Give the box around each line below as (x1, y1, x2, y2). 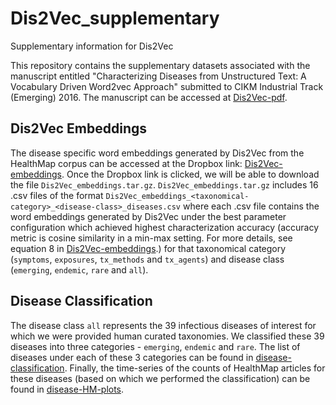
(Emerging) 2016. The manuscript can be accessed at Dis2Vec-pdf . (10, 91, 288, 103)
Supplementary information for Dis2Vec (10, 40, 174, 52)
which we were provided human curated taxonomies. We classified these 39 (10, 330, 325, 342)
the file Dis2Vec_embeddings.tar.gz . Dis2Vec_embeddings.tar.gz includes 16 (10, 178, 319, 191)
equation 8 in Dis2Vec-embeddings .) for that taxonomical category (10, 242, 287, 254)
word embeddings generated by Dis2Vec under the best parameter (10, 210, 287, 222)
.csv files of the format (10, 189, 104, 201)
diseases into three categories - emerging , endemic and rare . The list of (10, 340, 301, 352)
